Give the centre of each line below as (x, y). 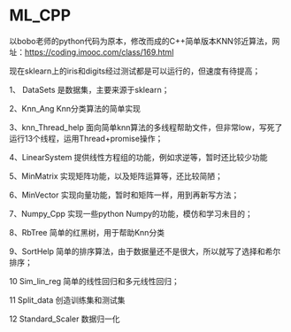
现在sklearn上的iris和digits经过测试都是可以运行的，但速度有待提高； (135, 71)
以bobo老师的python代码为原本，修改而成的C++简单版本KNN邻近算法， (141, 41)
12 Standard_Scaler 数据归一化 (65, 319)
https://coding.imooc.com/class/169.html (100, 52)
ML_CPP (40, 15)
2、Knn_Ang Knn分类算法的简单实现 (75, 108)
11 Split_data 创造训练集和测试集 (67, 300)
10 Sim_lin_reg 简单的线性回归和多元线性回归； (94, 281)
